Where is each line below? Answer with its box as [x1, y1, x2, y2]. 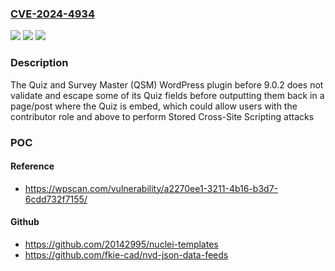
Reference [10, 160, 55, 172]
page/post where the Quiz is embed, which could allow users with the [10, 100, 298, 112]
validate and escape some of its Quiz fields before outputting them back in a [10, 89, 325, 101]
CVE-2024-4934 [10, 7, 95, 21]
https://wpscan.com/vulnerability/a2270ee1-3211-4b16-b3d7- [24, 182, 278, 194]
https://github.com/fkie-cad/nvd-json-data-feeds [24, 248, 229, 261]
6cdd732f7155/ [24, 193, 88, 205]
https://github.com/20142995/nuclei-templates [24, 238, 219, 250]
